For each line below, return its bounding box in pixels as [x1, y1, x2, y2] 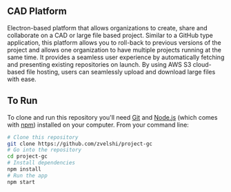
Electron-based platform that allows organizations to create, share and [7, 23, 208, 32]
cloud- [192, 60, 212, 68]
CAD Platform [7, 6, 67, 17]
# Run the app [7, 172, 48, 179]
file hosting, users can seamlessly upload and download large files [26, 67, 216, 76]
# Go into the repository [7, 147, 81, 153]
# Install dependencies [7, 160, 76, 167]
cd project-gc [7, 153, 48, 160]
